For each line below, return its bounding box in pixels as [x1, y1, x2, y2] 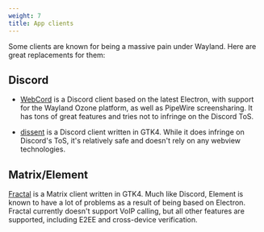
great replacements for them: [8, 50, 106, 60]
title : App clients [8, 19, 74, 27]
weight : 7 [8, 11, 42, 20]
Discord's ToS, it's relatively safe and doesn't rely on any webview [19, 136, 241, 146]
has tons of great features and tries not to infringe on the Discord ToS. [19, 112, 254, 122]
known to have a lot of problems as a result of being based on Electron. [8, 198, 246, 208]
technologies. [19, 144, 66, 154]
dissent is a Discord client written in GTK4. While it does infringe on [19, 127, 245, 137]
